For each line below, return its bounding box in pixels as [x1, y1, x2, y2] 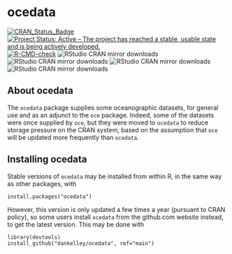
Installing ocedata [7, 153, 87, 165]
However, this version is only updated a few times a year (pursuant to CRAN [7, 205, 226, 213]
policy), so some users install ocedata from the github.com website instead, [7, 213, 224, 221]
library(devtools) [7, 234, 61, 241]
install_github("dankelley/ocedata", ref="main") [7, 239, 155, 247]
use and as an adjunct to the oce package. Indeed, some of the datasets [7, 111, 215, 119]
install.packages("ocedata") [7, 193, 92, 200]
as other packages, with [7, 179, 77, 188]
